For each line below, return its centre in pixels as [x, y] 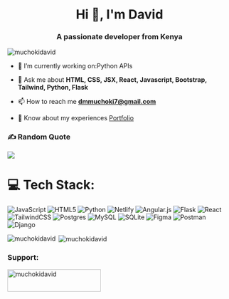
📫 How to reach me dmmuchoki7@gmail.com [87, 102]
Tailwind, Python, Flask [53, 88]
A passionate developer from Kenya [119, 37]
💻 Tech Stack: [51, 185]
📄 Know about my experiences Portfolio [75, 118]
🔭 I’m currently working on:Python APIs [75, 66]
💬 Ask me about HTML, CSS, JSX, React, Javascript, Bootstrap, [112, 80]
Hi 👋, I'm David [119, 15]
